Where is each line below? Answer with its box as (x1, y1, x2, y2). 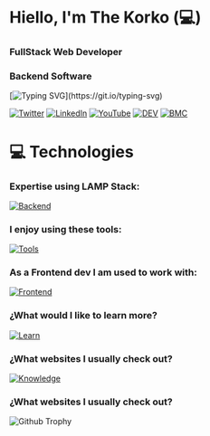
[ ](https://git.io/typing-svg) (9, 90, 163, 101)
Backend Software (9, 70, 92, 82)
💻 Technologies (9, 141, 134, 162)
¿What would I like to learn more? (9, 309, 158, 322)
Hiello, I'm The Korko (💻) (9, 7, 202, 28)
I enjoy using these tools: (9, 223, 122, 235)
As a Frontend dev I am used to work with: (9, 266, 197, 279)
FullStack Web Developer (9, 46, 123, 59)
